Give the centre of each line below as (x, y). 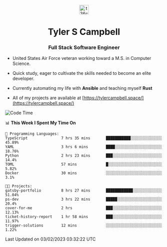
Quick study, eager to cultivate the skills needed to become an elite (82, 73)
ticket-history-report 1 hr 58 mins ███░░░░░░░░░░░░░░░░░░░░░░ (84, 217)
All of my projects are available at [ (48, 98)
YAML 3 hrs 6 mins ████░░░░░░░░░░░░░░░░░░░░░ (84, 147)
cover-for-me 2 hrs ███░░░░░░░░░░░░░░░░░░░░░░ (84, 208)
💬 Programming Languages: (32, 134)
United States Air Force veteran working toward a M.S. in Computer (82, 58)
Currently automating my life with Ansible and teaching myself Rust (82, 88)
